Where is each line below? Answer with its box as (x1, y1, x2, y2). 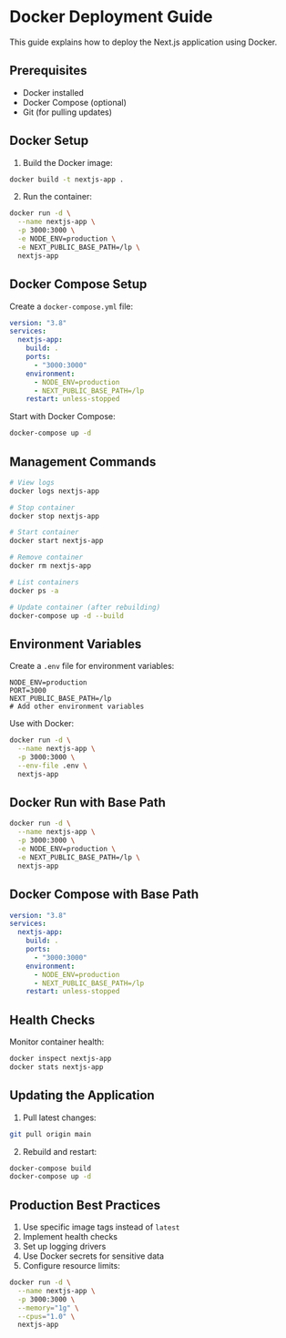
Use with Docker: (9, 718, 75, 729)
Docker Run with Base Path (9, 795, 167, 810)
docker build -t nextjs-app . (9, 175, 125, 184)
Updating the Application (9, 1087, 155, 1104)
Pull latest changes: (22, 1112, 97, 1123)
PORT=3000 (9, 686, 47, 695)
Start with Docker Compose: (9, 411, 116, 422)
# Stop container (9, 503, 76, 512)
